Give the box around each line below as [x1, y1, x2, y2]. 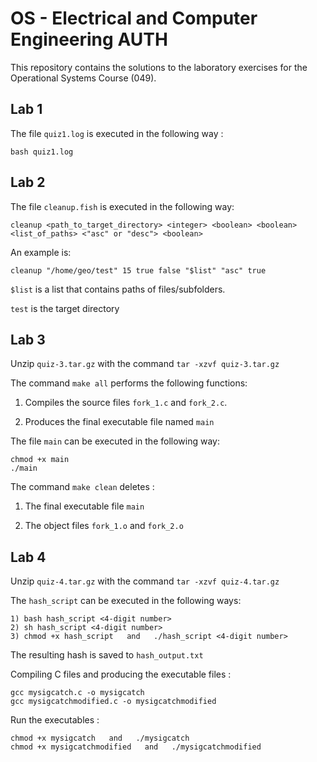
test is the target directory [10, 302, 120, 314]
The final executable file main [24, 500, 145, 512]
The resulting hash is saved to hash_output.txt [10, 649, 204, 661]
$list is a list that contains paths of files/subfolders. [10, 283, 226, 295]
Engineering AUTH [10, 28, 168, 51]
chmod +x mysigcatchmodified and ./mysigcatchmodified [10, 742, 262, 752]
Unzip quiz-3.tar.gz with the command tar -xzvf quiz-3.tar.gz [10, 358, 280, 370]
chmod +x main [10, 455, 70, 465]
